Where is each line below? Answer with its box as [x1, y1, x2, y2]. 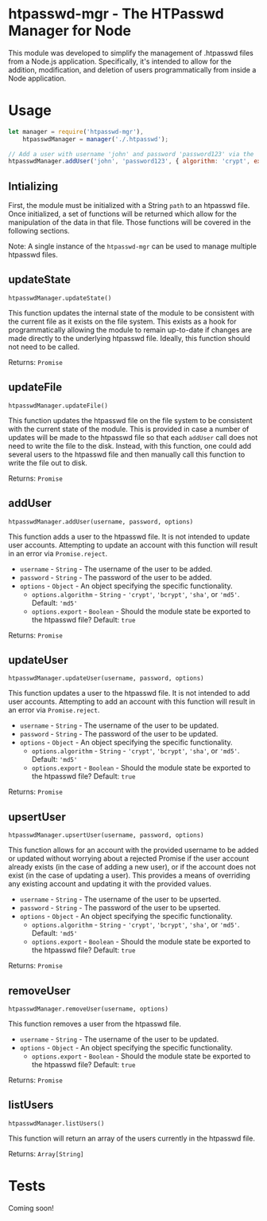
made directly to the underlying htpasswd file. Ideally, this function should [8, 333, 250, 343]
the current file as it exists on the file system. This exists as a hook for [8, 316, 237, 326]
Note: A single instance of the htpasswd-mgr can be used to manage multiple [8, 241, 257, 251]
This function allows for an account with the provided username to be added [8, 846, 259, 855]
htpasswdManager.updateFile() [8, 402, 109, 410]
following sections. [8, 226, 70, 236]
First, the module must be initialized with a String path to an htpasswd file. [8, 201, 250, 210]
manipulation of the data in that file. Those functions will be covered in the [8, 218, 252, 227]
